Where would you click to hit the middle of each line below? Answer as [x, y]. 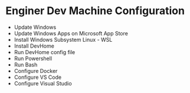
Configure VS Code [38, 77]
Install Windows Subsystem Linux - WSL [63, 39]
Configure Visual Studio [43, 83]
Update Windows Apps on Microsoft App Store [71, 33]
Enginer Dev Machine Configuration [95, 11]
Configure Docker [36, 71]
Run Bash [26, 64]
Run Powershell [33, 58]
